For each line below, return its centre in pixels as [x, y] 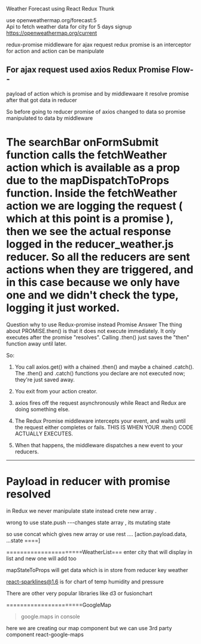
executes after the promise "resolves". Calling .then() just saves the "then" [98, 337]
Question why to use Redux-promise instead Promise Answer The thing [94, 324]
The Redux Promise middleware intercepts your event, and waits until [100, 421]
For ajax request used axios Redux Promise [88, 70]
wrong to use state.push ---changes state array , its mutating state [89, 522]
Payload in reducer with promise [88, 481]
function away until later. [36, 344]
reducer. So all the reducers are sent [98, 257]
